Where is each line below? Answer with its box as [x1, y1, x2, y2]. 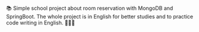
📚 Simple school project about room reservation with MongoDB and [6, 5, 173, 12]
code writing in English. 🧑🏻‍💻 [6, 19, 75, 26]
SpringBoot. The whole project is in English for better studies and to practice [6, 13, 194, 20]
